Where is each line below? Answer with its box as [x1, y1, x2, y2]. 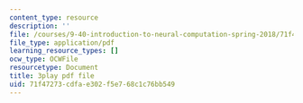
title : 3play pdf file [9, 72, 95, 81]
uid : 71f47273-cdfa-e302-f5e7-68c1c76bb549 [9, 80, 176, 89]
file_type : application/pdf [9, 38, 115, 47]
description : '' [9, 21, 70, 30]
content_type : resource [9, 13, 99, 22]
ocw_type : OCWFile [9, 55, 78, 64]
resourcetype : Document [9, 64, 99, 73]
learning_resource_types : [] [9, 47, 119, 56]
